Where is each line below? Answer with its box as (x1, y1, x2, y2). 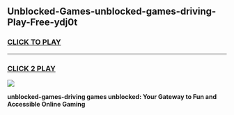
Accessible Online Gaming (7, 100, 86, 108)
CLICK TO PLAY (7, 38, 61, 47)
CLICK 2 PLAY (7, 63, 56, 73)
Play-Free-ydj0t (7, 17, 78, 29)
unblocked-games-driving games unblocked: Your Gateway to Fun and (7, 92, 217, 100)
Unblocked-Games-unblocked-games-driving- (7, 6, 217, 17)
